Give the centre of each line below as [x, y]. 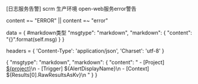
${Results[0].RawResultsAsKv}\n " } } [52, 75]
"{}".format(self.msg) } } [35, 39]
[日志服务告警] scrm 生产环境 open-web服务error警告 [71, 9]
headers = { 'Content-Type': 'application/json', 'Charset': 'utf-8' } [85, 51]
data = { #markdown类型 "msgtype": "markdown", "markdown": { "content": [99, 33]
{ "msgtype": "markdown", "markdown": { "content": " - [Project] [85, 62]
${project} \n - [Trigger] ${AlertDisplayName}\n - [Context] [78, 69]
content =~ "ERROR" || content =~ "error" [57, 20]
